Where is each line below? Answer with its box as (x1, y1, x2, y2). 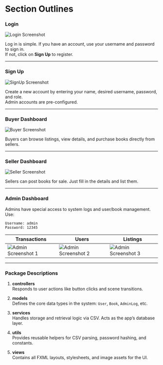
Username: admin (5, 221, 38, 226)
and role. (5, 94, 23, 100)
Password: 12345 (5, 225, 38, 230)
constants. (12, 340, 33, 346)
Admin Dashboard (5, 195, 49, 202)
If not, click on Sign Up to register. (5, 52, 74, 57)
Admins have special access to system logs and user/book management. (5, 206, 151, 212)
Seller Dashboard (5, 158, 47, 165)
